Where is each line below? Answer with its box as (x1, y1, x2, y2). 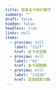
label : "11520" (14, 72, 46, 77)
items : (5, 35, 19, 40)
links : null (5, 30, 30, 35)
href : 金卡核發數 (14, 49, 47, 54)
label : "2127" (14, 44, 44, 49)
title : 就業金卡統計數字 (5, 7, 51, 12)
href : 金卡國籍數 (14, 63, 47, 68)
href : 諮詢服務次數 (14, 77, 50, 82)
